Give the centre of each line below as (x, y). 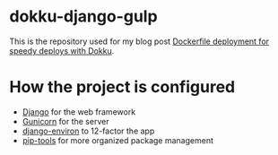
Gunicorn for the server (65, 121)
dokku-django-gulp (84, 17)
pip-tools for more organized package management (117, 140)
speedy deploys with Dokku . (62, 50)
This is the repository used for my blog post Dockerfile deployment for (139, 41)
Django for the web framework (79, 112)
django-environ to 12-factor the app (88, 131)
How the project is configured (122, 87)
